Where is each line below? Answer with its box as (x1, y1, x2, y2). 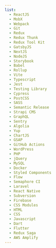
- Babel (9, 63, 25, 68)
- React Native (9, 188, 41, 193)
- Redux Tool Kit (9, 40, 45, 45)
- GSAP (9, 137, 23, 142)
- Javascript (9, 216, 36, 221)
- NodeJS (9, 53, 27, 59)
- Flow (9, 174, 23, 180)
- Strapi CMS (9, 109, 36, 115)
